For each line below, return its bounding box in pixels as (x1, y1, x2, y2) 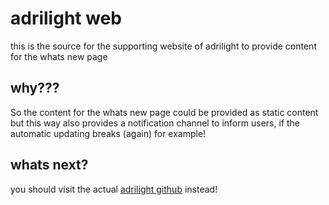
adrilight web (10, 7, 122, 30)
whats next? (10, 157, 89, 174)
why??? (10, 80, 60, 97)
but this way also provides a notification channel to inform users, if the (10, 117, 300, 129)
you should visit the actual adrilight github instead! (10, 183, 218, 195)
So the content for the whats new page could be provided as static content (10, 106, 319, 118)
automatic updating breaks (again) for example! (10, 127, 207, 139)
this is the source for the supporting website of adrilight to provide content (10, 40, 317, 52)
